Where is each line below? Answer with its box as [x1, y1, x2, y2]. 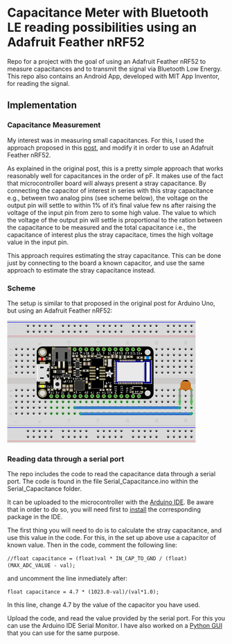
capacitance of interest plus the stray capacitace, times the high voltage [7, 230, 213, 238]
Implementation [7, 99, 78, 112]
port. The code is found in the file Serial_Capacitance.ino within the [7, 477, 199, 486]
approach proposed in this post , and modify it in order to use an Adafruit [7, 143, 214, 152]
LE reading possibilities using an [7, 19, 197, 35]
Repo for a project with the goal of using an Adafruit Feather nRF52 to [7, 57, 206, 65]
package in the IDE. [7, 513, 63, 521]
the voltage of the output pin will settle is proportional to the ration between [7, 216, 223, 224]
